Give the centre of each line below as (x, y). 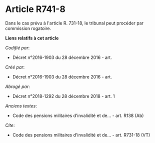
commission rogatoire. (28, 28)
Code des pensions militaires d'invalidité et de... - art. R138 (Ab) (78, 115)
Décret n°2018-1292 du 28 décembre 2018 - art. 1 (63, 96)
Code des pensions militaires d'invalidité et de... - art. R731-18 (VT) (81, 135)
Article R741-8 (35, 9)
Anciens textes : (21, 105)
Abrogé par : (17, 86)
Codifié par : (17, 47)
